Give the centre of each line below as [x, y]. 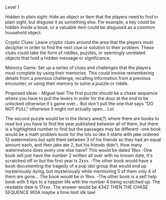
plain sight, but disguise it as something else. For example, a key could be [80, 22]
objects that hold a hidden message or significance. [58, 58]
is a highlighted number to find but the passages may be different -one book [83, 129]
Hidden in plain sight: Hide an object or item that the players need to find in [82, 17]
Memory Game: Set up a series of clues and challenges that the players [78, 67]
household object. [24, 33]
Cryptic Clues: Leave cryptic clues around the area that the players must [79, 42]
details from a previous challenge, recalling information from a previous [78, 78]
